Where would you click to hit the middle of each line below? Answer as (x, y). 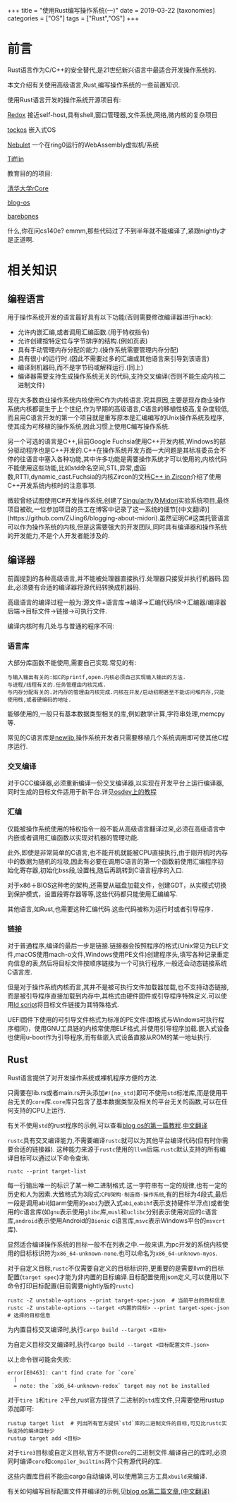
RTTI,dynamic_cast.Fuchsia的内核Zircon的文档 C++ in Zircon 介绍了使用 (118, 476)
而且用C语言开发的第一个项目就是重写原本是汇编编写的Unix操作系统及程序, (116, 417)
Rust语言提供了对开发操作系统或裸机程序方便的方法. (83, 1077)
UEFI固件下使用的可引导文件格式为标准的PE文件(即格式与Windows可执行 (113, 1019)
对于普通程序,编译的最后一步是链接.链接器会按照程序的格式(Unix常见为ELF (115, 945)
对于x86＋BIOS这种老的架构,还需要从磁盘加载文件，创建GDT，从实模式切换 (117, 885)
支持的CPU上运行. (39, 1110)
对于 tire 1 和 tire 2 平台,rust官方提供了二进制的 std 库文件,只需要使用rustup (116, 1400)
